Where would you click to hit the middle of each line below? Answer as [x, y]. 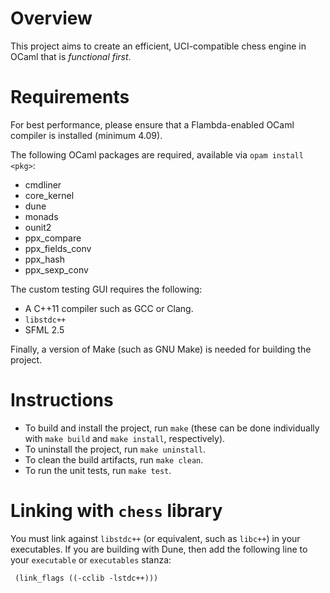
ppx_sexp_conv [56, 269]
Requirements [70, 97]
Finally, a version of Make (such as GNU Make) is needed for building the [161, 349]
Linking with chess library [116, 511]
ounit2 [38, 227]
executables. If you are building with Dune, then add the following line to [159, 549]
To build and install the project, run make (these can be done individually [172, 428]
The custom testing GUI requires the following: [106, 289]
